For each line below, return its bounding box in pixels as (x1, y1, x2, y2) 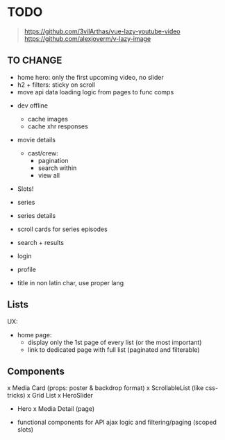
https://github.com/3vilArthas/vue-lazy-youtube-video (24, 27, 181, 35)
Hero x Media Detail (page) (17, 405, 95, 413)
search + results (17, 238, 65, 246)
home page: (17, 330, 52, 339)
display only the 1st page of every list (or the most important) (27, 338, 202, 346)
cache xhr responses (27, 122, 88, 130)
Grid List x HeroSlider (32, 391, 94, 400)
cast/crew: (27, 149, 59, 157)
